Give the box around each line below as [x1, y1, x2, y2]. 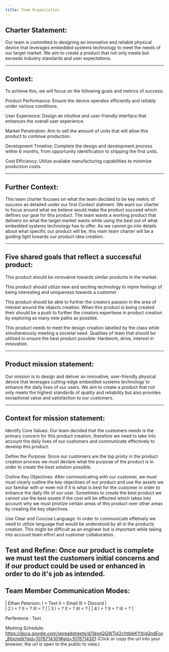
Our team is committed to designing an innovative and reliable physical [5, 39, 152, 45]
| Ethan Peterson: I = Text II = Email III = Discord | [5, 600, 107, 606]
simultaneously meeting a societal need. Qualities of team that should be [5, 330, 156, 336]
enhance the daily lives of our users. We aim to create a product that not [5, 384, 155, 390]
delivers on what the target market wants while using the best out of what [5, 217, 158, 224]
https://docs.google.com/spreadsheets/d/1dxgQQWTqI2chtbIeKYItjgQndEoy [5, 630, 163, 636]
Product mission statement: [5, 360, 95, 369]
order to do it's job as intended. [5, 569, 106, 578]
